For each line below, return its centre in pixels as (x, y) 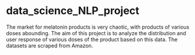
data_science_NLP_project (73, 11)
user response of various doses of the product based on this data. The (92, 39)
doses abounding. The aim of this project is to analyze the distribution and (96, 33)
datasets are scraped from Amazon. (49, 46)
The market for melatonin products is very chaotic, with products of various (98, 27)
